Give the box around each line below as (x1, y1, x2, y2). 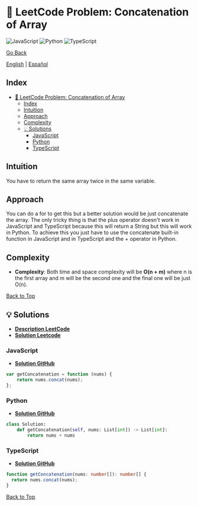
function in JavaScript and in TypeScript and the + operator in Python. (6, 236, 177, 243)
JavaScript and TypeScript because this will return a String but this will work (6, 222, 192, 230)
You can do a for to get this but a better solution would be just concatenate (6, 210, 189, 217)
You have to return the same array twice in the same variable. (6, 177, 156, 184)
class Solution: (6, 421, 46, 428)
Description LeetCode (14, 326, 70, 332)
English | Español (6, 61, 48, 68)
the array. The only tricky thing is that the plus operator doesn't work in (6, 217, 180, 224)
